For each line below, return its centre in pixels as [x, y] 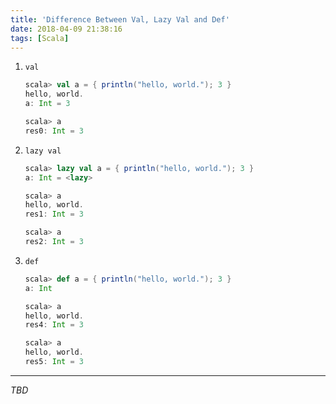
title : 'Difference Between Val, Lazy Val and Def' [120, 19]
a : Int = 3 [47, 104]
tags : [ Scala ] [40, 38]
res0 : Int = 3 [54, 131]
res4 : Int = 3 [54, 325]
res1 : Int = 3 [54, 214]
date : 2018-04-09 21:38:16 [66, 29]
